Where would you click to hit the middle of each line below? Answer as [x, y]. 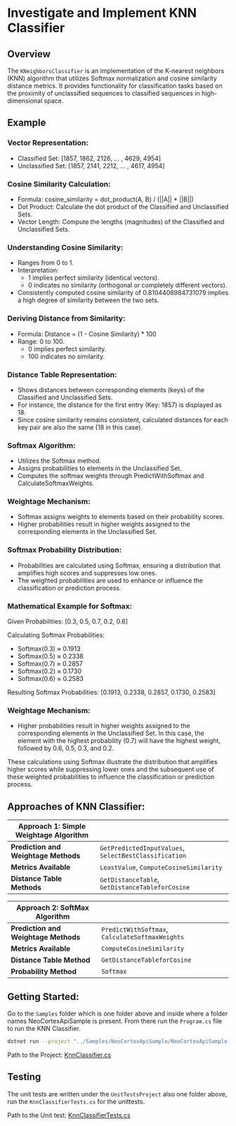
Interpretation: [38, 270]
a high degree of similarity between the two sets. [88, 300]
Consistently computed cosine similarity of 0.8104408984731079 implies [123, 293]
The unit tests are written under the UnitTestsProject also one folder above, [117, 1094]
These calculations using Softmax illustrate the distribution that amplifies [112, 762]
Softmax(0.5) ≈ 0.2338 [51, 656]
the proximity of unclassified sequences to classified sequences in [104, 93]
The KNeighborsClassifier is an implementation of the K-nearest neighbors [116, 71]
